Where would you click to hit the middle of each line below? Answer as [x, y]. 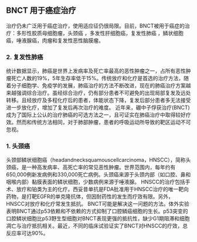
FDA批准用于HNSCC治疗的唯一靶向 [146, 189]
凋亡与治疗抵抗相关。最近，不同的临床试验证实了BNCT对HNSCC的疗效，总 [97, 226]
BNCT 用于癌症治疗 [41, 11]
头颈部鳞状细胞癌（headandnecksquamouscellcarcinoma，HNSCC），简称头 [98, 160]
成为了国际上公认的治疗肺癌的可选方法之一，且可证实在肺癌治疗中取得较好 [96, 115]
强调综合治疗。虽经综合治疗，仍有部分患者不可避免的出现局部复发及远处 [103, 93]
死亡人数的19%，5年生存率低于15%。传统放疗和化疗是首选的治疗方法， [97, 79]
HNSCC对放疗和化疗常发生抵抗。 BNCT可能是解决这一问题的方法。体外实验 [98, 204]
